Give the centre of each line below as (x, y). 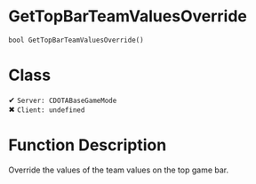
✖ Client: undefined (47, 109)
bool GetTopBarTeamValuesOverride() (76, 40)
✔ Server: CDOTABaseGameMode (63, 100)
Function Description (88, 145)
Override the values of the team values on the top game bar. (119, 170)
